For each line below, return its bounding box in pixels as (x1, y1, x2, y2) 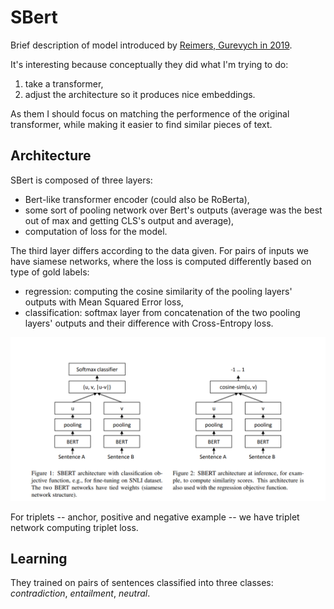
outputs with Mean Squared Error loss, (24, 296, 184, 308)
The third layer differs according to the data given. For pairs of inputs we (10, 244, 310, 256)
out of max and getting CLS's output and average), (24, 214, 235, 226)
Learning (10, 550, 68, 567)
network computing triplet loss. (10, 521, 139, 533)
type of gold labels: (10, 266, 90, 278)
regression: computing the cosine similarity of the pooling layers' (24, 285, 293, 297)
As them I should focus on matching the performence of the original (10, 107, 290, 120)
